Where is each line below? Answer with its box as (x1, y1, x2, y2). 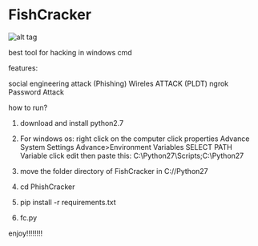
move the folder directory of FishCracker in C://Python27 (19, 166, 208, 175)
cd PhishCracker (19, 182, 75, 192)
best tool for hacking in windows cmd (8, 47, 132, 57)
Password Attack (8, 87, 64, 97)
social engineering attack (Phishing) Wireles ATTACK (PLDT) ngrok (8, 79, 229, 88)
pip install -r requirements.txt (19, 197, 116, 207)
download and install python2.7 (19, 118, 124, 127)
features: (8, 63, 38, 73)
